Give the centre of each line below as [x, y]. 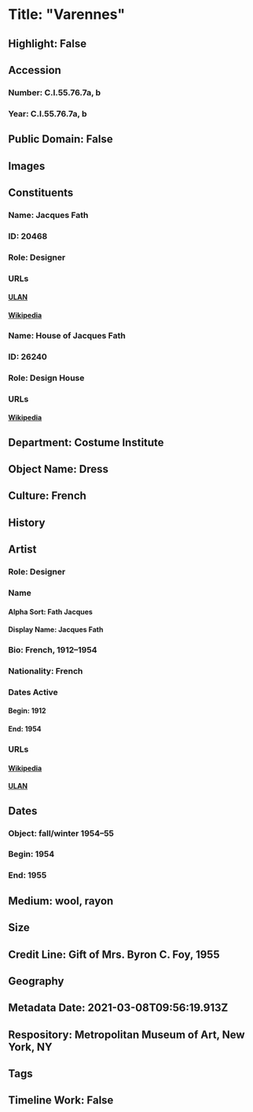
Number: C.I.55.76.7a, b [55, 92]
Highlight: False [48, 44]
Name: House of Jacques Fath [67, 335]
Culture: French [47, 496]
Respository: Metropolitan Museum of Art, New [126, 1034]
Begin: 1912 [27, 711]
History [27, 522]
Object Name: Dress [58, 469]
